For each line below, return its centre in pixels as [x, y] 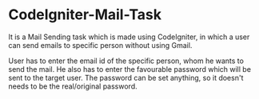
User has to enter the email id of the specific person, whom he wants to [126, 61]
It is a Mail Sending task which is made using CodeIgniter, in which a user [129, 37]
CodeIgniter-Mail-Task [85, 15]
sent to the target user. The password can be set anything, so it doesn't [126, 77]
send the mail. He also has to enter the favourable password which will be [130, 69]
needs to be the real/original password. [73, 86]
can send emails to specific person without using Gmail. [100, 45]
